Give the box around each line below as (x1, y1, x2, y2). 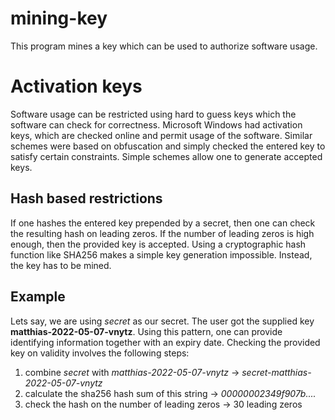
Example (10, 288, 66, 306)
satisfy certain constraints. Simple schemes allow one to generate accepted (10, 150, 323, 162)
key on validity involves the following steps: (10, 347, 190, 359)
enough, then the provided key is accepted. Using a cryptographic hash (10, 238, 307, 250)
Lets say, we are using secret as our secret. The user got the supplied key (10, 315, 315, 327)
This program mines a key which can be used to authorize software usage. (10, 40, 318, 52)
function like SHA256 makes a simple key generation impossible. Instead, (10, 248, 313, 261)
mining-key (10, 7, 108, 30)
